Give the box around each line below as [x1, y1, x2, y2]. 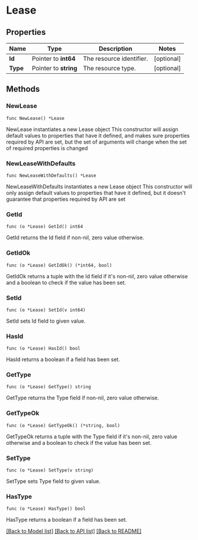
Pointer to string [31, 64, 78, 72]
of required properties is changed [6, 144, 88, 151]
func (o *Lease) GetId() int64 [6, 224, 83, 230]
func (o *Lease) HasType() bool [6, 506, 86, 512]
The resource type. [83, 64, 136, 72]
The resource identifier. [83, 54, 148, 63]
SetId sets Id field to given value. [6, 317, 86, 324]
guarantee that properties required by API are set [6, 196, 126, 203]
